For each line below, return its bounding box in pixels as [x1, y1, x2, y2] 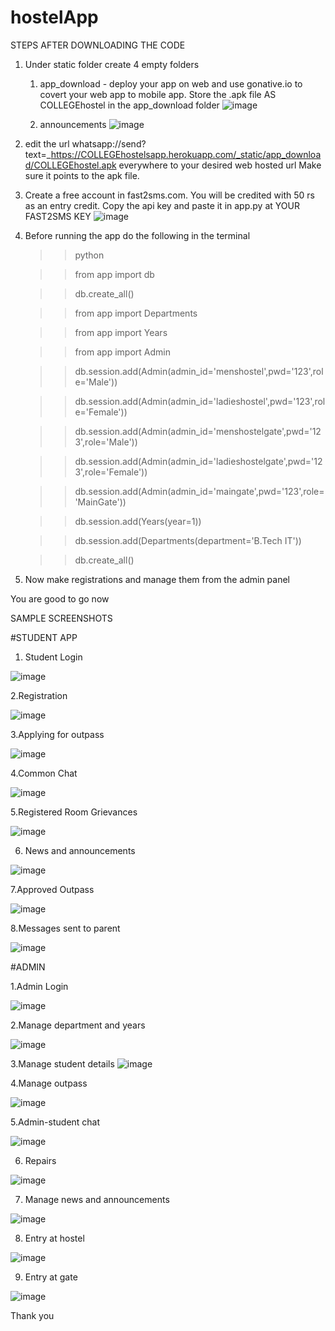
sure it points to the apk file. [24, 169, 140, 181]
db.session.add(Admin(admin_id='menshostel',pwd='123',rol [74, 365, 324, 377]
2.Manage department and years [10, 1019, 146, 1031]
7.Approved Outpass [10, 883, 95, 895]
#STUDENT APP [10, 631, 78, 643]
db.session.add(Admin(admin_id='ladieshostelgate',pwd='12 [74, 455, 323, 467]
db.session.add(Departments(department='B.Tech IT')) [74, 534, 302, 546]
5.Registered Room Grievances [10, 806, 138, 818]
